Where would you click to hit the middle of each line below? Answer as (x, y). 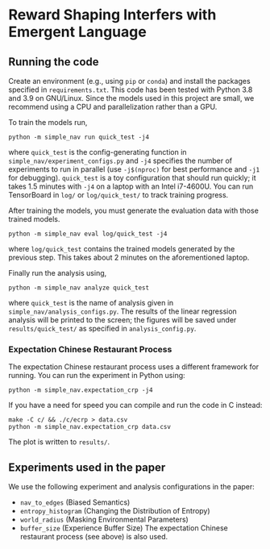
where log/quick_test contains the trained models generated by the (122, 249)
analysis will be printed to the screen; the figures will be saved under (123, 320)
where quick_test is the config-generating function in (98, 152)
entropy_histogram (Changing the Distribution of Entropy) (115, 511)
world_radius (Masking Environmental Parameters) (104, 520)
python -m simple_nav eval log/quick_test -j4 (88, 234)
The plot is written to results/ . (59, 442)
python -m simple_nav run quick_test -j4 (79, 137)
